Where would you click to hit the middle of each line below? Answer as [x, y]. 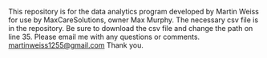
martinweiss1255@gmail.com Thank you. [76, 45]
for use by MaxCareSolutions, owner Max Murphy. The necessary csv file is [133, 20]
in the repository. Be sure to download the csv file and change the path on [131, 28]
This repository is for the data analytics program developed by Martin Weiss [133, 12]
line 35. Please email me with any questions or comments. [104, 37]
